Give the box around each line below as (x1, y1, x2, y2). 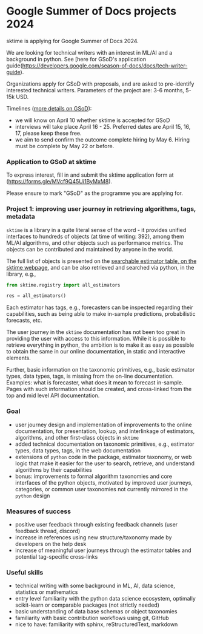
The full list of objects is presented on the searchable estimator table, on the (6, 257, 197, 265)
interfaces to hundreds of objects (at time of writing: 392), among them (6, 233, 185, 240)
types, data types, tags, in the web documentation (15, 446, 141, 454)
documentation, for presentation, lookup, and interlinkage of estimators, (15, 427, 195, 435)
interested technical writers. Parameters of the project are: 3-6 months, (6, 86, 185, 94)
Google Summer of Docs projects (6, 4, 177, 18)
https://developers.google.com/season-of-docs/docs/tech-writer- (22, 62, 188, 69)
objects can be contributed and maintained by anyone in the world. (6, 245, 174, 253)
